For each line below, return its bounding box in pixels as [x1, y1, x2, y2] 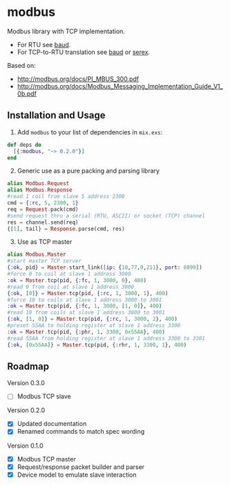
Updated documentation [17, 420, 87, 428]
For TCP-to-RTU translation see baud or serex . [17, 48, 151, 56]
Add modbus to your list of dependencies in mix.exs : [17, 127, 163, 136]
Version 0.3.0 [7, 379, 45, 387]
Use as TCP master [17, 238, 73, 246]
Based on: [7, 61, 36, 69]
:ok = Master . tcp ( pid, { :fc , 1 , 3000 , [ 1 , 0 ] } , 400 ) [7, 303, 162, 310]
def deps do [7, 141, 41, 148]
